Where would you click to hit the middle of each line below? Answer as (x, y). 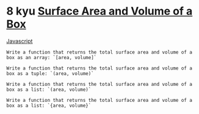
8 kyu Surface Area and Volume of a (99, 11)
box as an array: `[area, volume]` (52, 57)
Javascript (20, 41)
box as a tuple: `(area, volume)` (50, 73)
